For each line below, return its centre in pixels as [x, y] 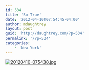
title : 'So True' [24, 15]
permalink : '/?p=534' [28, 39]
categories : [18, 43]
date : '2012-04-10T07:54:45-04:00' [43, 19]
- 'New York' [28, 48]
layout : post [19, 29]
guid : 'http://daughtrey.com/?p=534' [45, 33]
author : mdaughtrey [26, 24]
